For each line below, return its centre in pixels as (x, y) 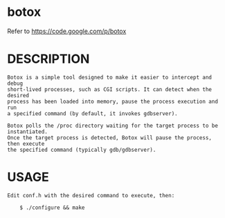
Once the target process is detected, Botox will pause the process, (110, 138)
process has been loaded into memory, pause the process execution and (112, 101)
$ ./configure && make (52, 208)
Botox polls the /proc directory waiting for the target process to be (112, 126)
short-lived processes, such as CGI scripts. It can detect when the (110, 89)
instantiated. (28, 132)
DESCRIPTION (48, 59)
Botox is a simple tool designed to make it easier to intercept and (110, 77)
